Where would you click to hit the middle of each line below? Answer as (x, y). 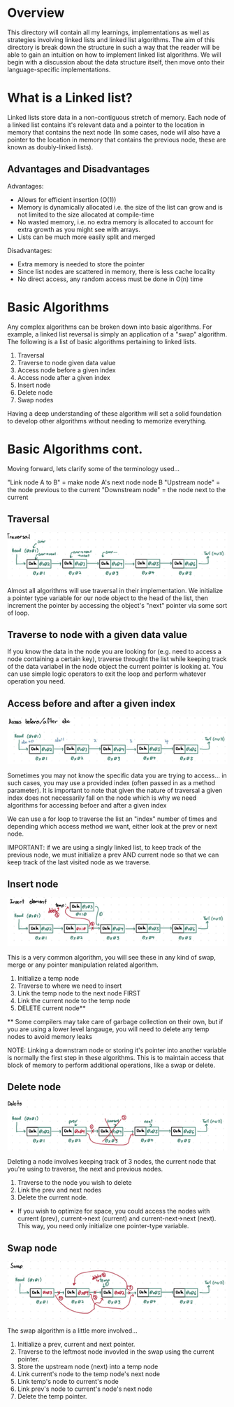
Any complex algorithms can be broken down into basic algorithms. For (110, 327)
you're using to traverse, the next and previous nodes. (85, 1169)
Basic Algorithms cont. (75, 449)
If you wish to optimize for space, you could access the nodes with (114, 1211)
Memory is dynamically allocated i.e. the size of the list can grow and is (120, 207)
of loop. (19, 613)
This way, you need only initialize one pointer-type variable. (103, 1226)
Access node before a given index (67, 370)
